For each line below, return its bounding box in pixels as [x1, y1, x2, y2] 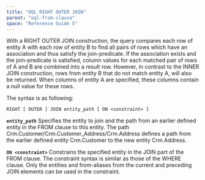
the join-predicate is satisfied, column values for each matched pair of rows [6, 56, 198, 64]
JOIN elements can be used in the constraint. [6, 168, 121, 175]
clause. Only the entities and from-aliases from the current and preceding [6, 162, 192, 169]
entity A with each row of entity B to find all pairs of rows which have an [6, 43, 188, 51]
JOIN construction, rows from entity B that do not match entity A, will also [6, 70, 192, 77]
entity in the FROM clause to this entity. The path [6, 124, 130, 131]
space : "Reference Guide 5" [6, 20, 78, 26]
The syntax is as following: [6, 94, 73, 102]
